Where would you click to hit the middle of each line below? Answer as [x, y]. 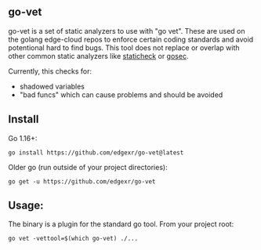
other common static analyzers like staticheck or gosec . [98, 56]
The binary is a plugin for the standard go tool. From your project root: [121, 224]
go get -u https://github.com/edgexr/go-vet [82, 181]
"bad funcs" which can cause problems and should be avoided [121, 94]
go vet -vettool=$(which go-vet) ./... [73, 239]
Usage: [26, 206]
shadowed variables [52, 86]
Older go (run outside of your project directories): [88, 167]
